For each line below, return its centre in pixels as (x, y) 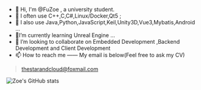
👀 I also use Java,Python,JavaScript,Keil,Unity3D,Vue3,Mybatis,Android (105, 22)
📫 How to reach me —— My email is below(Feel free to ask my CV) (100, 55)
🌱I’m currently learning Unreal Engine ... (65, 35)
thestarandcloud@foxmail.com (60, 69)
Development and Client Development (63, 48)
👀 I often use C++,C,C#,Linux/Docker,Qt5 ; (68, 16)
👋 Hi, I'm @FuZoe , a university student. (65, 9)
